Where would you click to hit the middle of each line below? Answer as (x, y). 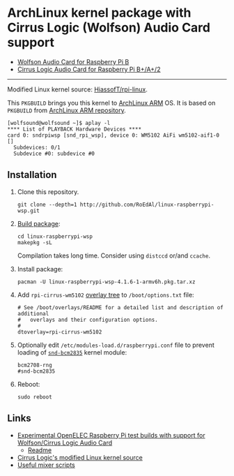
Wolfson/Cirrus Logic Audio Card (65, 442)
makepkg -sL (34, 242)
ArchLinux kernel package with (99, 13)
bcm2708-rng (34, 365)
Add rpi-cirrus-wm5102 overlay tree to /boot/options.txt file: (106, 295)
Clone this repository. (48, 192)
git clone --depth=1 (47, 204)
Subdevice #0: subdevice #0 (54, 154)
